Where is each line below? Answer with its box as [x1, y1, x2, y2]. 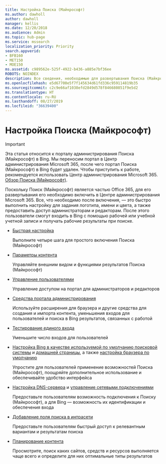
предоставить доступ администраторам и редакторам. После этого [5, 207, 150, 213]
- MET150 [5, 58, 23, 63]
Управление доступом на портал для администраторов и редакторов [12, 286, 160, 292]
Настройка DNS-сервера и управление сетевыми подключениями [12, 384, 154, 390]
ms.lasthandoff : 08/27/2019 [5, 99, 63, 104]
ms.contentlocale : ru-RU [5, 94, 56, 99]
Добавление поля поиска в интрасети [12, 414, 93, 420]
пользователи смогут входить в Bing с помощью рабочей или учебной [5, 213, 156, 219]
